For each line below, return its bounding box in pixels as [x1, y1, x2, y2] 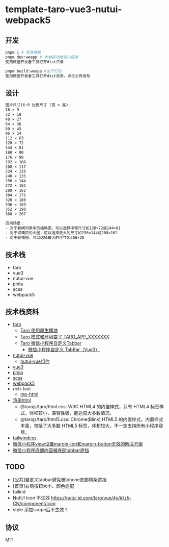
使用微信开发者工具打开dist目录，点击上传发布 [5, 73, 91, 79]
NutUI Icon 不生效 [12, 495, 50, 501]
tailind [12, 489, 26, 495]
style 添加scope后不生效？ [12, 507, 69, 513]
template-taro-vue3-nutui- [5, 4, 122, 15]
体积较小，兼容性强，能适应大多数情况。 [29, 410, 115, 416]
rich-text [12, 386, 32, 392]
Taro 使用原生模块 [20, 328, 58, 334]
